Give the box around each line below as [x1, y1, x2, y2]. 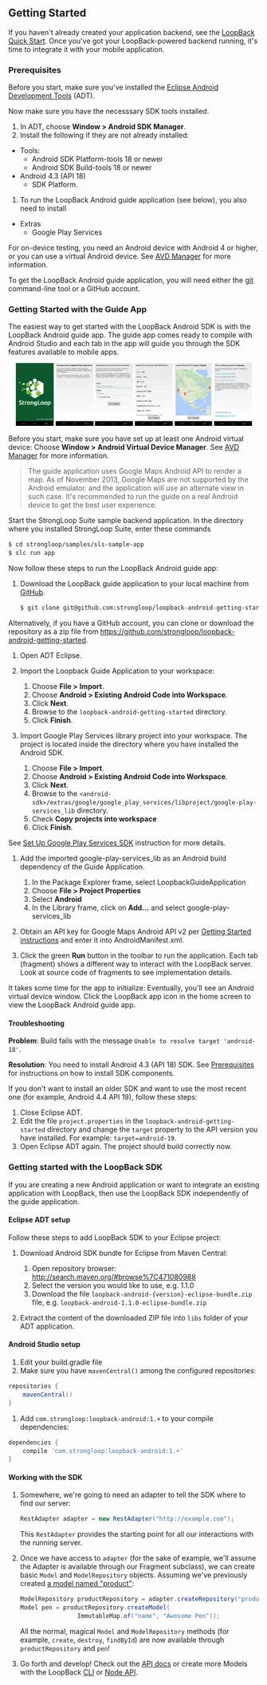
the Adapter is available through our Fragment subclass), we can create [19, 1562, 255, 1572]
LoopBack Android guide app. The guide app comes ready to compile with [8, 330, 253, 340]
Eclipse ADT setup [8, 1215, 71, 1225]
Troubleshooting [8, 1018, 65, 1028]
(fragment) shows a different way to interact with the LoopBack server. [19, 959, 253, 969]
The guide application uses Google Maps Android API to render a [27, 467, 241, 476]
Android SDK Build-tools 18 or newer [31, 163, 152, 172]
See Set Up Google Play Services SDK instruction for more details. [8, 838, 226, 848]
